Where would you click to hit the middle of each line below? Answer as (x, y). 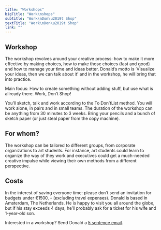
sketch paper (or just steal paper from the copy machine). (62, 118)
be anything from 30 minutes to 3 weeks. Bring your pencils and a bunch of (80, 113)
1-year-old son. (20, 213)
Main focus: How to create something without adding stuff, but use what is (79, 88)
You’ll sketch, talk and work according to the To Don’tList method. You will (79, 103)
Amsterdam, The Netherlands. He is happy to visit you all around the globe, (80, 203)
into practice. (18, 79)
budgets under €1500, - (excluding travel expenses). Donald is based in (76, 198)
